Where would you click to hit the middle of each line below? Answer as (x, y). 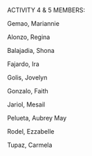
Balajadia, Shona (31, 50)
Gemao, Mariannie (34, 23)
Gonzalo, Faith (28, 91)
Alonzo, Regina (29, 37)
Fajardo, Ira (23, 64)
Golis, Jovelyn (27, 77)
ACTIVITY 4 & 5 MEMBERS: (46, 10)
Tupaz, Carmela (30, 145)
